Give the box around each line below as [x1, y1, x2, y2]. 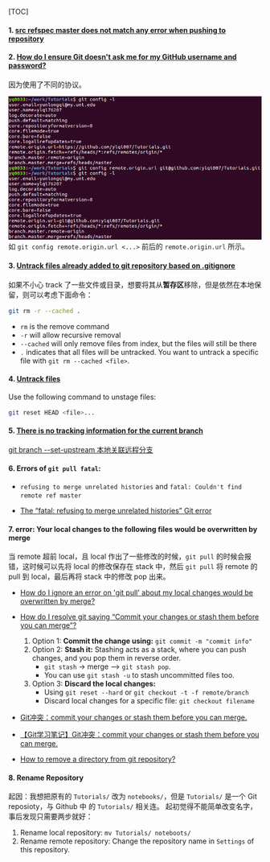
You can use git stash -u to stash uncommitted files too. [43, 670, 235, 680]
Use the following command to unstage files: [8, 392, 157, 402]
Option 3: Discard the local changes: [31, 679, 156, 689]
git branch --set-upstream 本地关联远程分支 [8, 444, 154, 454]
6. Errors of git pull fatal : [8, 464, 101, 473]
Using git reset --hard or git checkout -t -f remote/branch [43, 687, 249, 697]
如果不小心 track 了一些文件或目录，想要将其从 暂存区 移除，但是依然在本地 [8, 279, 255, 289]
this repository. [19, 845, 70, 855]
